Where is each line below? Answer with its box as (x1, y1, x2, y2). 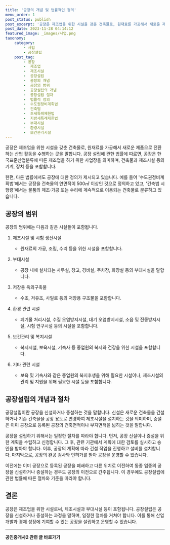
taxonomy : (5, 36, 26, 41)
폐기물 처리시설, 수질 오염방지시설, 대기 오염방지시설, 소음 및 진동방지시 (20, 316, 161, 322)
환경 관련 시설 (12, 306, 40, 312)
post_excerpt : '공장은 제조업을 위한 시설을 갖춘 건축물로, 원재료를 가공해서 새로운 (5, 21, 160, 27)
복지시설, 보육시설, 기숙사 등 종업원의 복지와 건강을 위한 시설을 (20, 344, 143, 350)
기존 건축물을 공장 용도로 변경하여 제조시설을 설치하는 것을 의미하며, (18, 416, 153, 421)
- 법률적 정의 (23, 97, 50, 102)
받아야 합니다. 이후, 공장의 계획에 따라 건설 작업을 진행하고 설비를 (14, 446, 143, 451)
